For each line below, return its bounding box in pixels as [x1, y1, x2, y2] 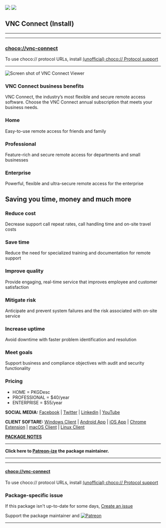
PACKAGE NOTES [5, 433, 42, 439]
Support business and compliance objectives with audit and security [5, 360, 145, 366]
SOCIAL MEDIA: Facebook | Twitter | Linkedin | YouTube [5, 409, 120, 415]
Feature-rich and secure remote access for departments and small [5, 152, 141, 158]
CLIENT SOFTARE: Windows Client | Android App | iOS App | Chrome [5, 419, 147, 424]
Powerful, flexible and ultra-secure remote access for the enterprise [5, 181, 144, 187]
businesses [5, 157, 29, 163]
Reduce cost [5, 210, 36, 216]
